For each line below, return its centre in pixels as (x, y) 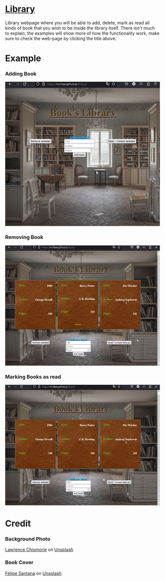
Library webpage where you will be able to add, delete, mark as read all (77, 23)
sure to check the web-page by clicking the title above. (61, 38)
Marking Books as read (33, 377)
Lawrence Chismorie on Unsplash (39, 550)
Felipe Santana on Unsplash (33, 573)
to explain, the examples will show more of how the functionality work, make (82, 33)
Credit (18, 523)
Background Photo (28, 539)
